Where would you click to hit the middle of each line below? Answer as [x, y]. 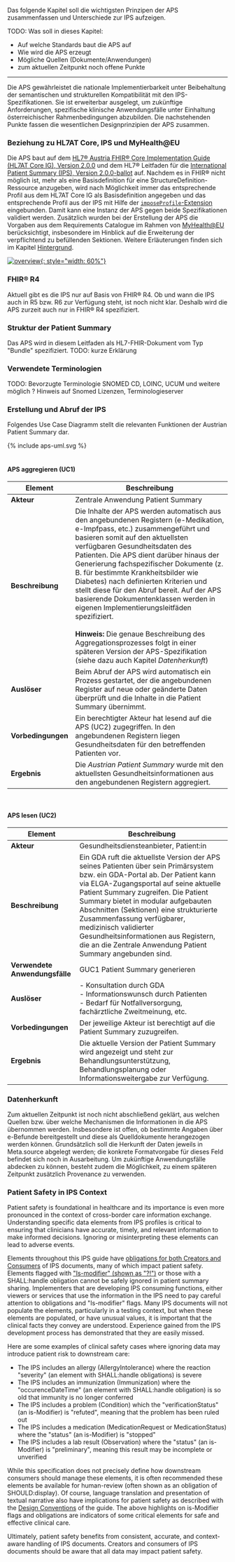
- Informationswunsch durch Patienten [143, 994]
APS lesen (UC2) [32, 815]
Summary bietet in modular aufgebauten [145, 901]
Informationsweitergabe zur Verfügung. [144, 1078]
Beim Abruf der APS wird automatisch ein [143, 672]
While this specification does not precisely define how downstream [104, 1471]
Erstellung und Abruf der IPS [57, 410]
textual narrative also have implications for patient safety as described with [115, 1500]
